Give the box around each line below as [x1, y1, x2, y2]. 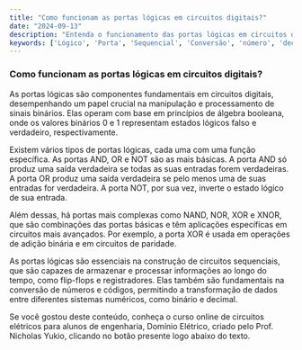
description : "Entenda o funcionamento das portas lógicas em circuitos [9, 30, 288, 39]
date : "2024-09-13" [9, 22, 83, 31]
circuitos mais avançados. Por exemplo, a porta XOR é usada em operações [9, 229, 290, 239]
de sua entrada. [9, 192, 67, 202]
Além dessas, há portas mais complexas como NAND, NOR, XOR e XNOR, [9, 209, 282, 220]
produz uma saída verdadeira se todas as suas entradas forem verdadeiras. [9, 163, 289, 174]
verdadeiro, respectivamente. [9, 127, 119, 138]
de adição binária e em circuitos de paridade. [9, 238, 177, 248]
